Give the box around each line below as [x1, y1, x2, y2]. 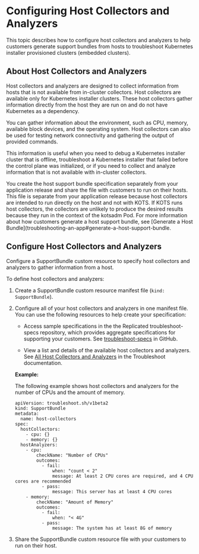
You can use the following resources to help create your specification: [14, 311, 187, 318]
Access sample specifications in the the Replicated [23, 323, 149, 330]
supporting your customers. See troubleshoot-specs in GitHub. [23, 335, 178, 342]
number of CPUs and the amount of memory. [14, 389, 125, 396]
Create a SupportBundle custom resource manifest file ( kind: [14, 287, 165, 294]
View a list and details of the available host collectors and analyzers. [23, 346, 191, 353]
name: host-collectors [20, 415, 77, 422]
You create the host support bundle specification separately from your [6, 180, 178, 187]
